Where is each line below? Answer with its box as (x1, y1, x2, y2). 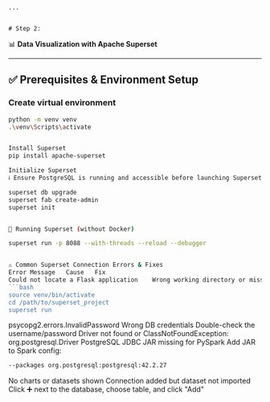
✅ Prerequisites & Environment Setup (8, 73, 199, 87)
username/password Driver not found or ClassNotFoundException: (8, 329, 229, 338)
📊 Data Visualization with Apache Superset (8, 39, 158, 48)
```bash (8, 283, 35, 291)
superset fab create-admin (8, 195, 99, 204)
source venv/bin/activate (8, 290, 95, 299)
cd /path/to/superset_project (8, 298, 110, 306)
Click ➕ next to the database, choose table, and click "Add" (8, 384, 205, 394)
